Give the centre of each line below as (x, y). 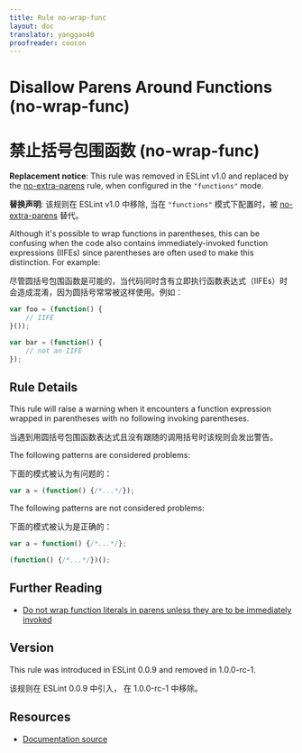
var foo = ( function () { (56, 309)
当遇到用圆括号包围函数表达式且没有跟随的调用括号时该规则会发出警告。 (143, 437)
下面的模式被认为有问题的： (61, 473)
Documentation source (65, 739)
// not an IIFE (54, 351)
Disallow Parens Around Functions (141, 87)
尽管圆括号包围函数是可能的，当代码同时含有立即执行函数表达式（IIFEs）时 (149, 281)
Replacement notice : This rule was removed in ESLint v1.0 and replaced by (149, 176)
